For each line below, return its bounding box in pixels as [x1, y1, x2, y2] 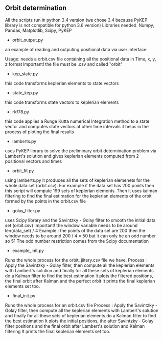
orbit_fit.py [12, 168, 34, 173]
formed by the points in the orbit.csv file [5, 198, 86, 204]
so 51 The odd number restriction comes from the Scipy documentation [5, 238, 149, 244]
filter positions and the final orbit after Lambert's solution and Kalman [5, 323, 145, 329]
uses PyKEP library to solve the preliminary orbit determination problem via [5, 147, 157, 154]
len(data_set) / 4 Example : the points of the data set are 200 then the [5, 227, 145, 233]
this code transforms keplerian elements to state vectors [5, 80, 119, 86]
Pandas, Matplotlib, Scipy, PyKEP [5, 27, 72, 33]
